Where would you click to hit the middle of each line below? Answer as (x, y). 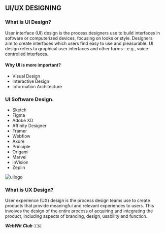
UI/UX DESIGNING (33, 8)
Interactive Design (31, 81)
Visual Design (26, 76)
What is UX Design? (29, 190)
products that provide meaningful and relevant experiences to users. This (80, 206)
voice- (144, 48)
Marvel (19, 157)
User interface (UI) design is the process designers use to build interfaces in (82, 33)
